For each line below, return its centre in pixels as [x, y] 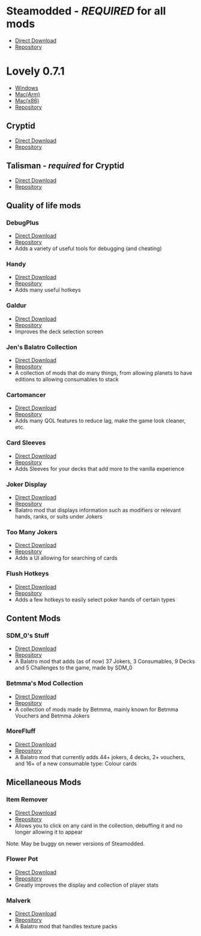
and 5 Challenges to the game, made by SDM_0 [74, 668]
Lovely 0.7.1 [35, 71]
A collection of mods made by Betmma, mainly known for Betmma [97, 709]
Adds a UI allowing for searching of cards [66, 558]
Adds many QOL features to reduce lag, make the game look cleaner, [100, 421]
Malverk [19, 901]
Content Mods [34, 618]
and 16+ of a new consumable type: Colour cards [76, 763]
